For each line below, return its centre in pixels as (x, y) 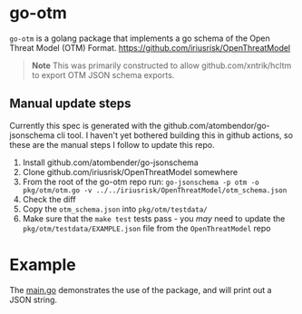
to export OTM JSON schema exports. (103, 74)
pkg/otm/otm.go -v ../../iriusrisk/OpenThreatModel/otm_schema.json (155, 190)
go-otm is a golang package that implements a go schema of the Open (140, 38)
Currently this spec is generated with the (85, 125)
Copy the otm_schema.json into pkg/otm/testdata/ (115, 209)
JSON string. (33, 299)
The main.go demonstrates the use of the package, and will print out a (141, 289)
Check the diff (49, 199)
